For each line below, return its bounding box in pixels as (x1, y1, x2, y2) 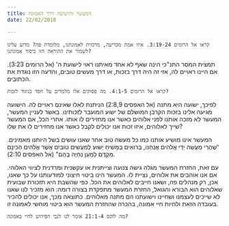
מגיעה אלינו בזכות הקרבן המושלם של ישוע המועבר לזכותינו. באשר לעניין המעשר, (7, 108, 213, 116)
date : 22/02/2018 (7, 16, 57, 23)
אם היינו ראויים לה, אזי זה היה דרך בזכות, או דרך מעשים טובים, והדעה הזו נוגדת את (7, 67, 218, 75)
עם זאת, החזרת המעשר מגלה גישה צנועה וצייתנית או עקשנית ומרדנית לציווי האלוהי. (7, 163, 219, 171)
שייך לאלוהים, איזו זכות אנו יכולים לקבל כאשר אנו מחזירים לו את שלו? (7, 122, 183, 130)
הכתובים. (7, 75, 31, 83)
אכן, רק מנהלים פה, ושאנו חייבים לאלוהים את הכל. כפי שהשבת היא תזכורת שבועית (7, 177, 219, 186)
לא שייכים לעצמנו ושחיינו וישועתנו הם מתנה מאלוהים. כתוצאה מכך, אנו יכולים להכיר (7, 192, 221, 201)
